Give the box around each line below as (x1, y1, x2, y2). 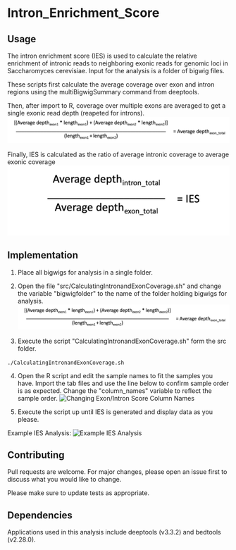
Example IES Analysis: (7, 428, 72, 437)
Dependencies (7, 509, 73, 521)
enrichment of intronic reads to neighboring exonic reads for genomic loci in (7, 59, 229, 68)
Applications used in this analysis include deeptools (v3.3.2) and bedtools (7, 528, 221, 537)
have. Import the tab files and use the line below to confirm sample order (17, 379, 229, 387)
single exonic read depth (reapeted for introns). (7, 109, 145, 117)
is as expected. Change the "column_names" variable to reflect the (17, 386, 213, 395)
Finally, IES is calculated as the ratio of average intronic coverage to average (7, 150, 230, 158)
